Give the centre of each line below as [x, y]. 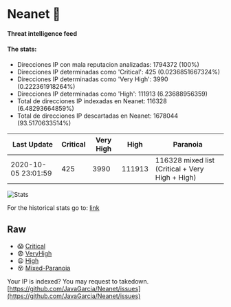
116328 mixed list [185, 160]
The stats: [22, 49]
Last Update [33, 144]
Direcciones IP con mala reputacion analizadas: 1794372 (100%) [108, 64]
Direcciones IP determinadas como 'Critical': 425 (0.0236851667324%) [119, 72]
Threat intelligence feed [42, 33]
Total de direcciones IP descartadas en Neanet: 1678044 [98, 116]
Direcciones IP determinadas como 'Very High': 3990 [92, 79]
